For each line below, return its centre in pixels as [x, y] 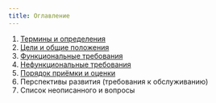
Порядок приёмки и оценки [68, 72]
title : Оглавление [39, 16]
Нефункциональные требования [75, 64]
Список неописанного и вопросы [77, 90]
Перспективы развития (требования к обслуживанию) [114, 81]
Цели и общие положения [64, 47]
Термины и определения [63, 39]
